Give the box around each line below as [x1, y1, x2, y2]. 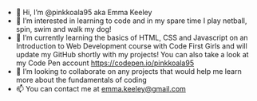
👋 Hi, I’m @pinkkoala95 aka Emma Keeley [15, 8, 152, 17]
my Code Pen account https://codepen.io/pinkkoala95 [15, 58, 194, 68]
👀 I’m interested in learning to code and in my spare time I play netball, [15, 16, 247, 25]
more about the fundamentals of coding [15, 76, 147, 84]
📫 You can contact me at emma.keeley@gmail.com [15, 84, 186, 93]
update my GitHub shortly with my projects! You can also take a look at [15, 50, 249, 59]
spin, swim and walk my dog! [15, 25, 112, 33]
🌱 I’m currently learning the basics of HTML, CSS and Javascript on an [15, 33, 249, 42]
